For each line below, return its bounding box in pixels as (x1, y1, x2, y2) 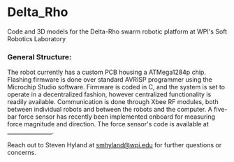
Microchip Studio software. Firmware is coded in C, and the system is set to (7, 83, 226, 91)
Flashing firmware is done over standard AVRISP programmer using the (7, 75, 212, 84)
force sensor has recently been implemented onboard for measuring (18, 112, 215, 121)
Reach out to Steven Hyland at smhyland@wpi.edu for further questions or (7, 141, 222, 149)
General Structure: (7, 52, 72, 61)
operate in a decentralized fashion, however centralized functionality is (7, 90, 212, 98)
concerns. (7, 148, 37, 157)
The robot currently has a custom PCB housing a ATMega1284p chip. (7, 68, 206, 77)
